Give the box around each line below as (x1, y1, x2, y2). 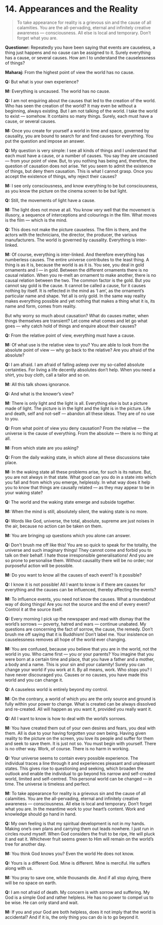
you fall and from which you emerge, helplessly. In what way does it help (5, 479, 150, 485)
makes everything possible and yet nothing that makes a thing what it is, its (5, 298, 155, 304)
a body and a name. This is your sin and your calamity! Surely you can (5, 661, 146, 667)
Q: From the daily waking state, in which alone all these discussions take (5, 454, 150, 460)
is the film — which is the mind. (5, 217, 68, 223)
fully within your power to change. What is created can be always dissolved (5, 701, 156, 707)
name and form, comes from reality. (5, 303, 77, 309)
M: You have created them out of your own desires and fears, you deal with (5, 725, 156, 731)
